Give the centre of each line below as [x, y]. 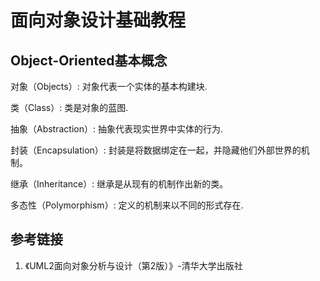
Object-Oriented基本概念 [89, 60]
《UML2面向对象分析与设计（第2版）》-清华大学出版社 [133, 265]
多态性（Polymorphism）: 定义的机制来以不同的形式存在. [127, 205]
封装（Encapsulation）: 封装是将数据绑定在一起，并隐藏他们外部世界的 [156, 150]
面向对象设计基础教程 [98, 20]
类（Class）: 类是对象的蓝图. [69, 107]
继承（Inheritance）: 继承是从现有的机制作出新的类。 [119, 184]
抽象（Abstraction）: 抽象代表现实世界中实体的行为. [116, 129]
